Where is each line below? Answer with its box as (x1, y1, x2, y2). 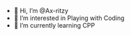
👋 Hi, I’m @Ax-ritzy (13, 7, 68, 15)
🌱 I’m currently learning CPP (13, 21, 95, 29)
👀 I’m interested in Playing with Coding (13, 14, 125, 22)
